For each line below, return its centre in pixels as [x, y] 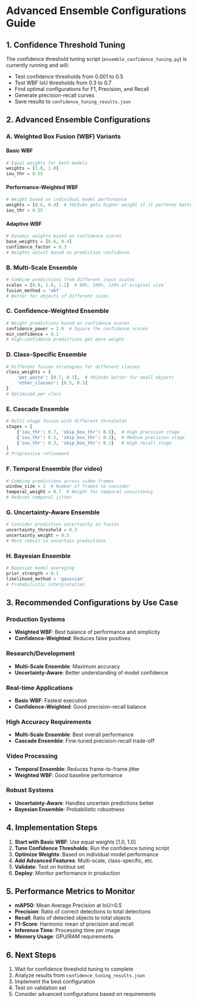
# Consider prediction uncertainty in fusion [62, 525]
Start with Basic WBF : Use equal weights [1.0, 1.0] [75, 842]
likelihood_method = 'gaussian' [45, 579]
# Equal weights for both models [47, 163]
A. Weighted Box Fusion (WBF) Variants [64, 137]
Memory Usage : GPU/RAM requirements [64, 937]
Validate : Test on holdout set [50, 866]
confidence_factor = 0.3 [36, 247]
